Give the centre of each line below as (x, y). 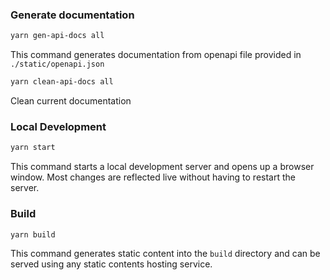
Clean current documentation (71, 101)
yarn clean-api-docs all (62, 82)
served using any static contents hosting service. (111, 264)
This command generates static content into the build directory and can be (165, 254)
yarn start (33, 148)
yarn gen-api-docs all (57, 36)
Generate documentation (72, 15)
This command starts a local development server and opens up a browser (162, 167)
